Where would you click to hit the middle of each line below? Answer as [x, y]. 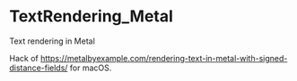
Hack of [24, 58]
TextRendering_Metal [91, 16]
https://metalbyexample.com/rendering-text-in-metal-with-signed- [164, 58]
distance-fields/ [39, 68]
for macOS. [91, 68]
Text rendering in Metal [52, 41]
